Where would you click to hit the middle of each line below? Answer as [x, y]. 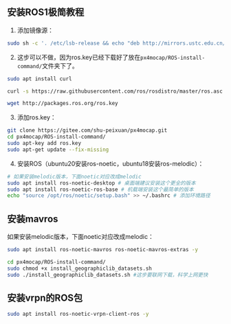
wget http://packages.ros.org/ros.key [63, 104]
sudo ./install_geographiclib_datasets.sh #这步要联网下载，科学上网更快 [108, 275]
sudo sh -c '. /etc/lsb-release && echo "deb [73, 43]
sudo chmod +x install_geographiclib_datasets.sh [80, 268]
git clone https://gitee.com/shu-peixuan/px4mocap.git [87, 130]
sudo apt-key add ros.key [44, 143]
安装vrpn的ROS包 [45, 298]
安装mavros [33, 219]
